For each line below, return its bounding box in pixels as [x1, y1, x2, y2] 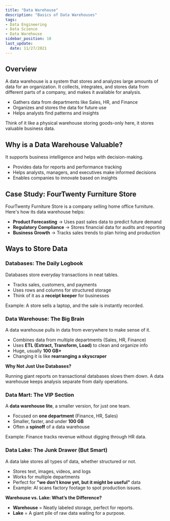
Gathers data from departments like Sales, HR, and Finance [12, 99, 138, 105]
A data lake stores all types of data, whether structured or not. [5, 458, 137, 465]
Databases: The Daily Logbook [5, 260, 83, 267]
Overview [5, 65, 37, 73]
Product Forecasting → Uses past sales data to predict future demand [12, 219, 162, 225]
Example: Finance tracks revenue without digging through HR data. [5, 434, 147, 440]
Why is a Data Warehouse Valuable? [5, 140, 123, 149]
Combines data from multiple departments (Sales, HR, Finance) [12, 337, 146, 343]
